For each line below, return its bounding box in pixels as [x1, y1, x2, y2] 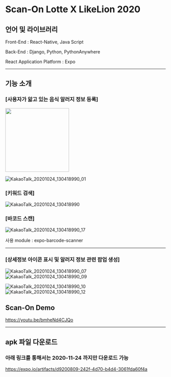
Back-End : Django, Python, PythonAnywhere [5, 49, 100, 54]
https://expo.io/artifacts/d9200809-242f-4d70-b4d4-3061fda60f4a [5, 366, 148, 372]
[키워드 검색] [5, 189, 35, 196]
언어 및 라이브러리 [5, 25, 58, 34]
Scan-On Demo [5, 303, 55, 312]
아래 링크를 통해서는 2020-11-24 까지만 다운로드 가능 [5, 354, 129, 361]
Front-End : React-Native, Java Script [5, 39, 84, 45]
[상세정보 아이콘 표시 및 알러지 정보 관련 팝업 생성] [5, 256, 120, 263]
